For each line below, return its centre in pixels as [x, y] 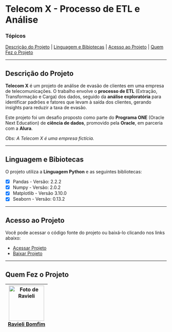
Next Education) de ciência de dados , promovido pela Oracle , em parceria [84, 123]
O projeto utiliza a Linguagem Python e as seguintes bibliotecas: [74, 172]
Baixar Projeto [27, 253]
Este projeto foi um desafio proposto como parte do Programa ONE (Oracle [85, 118]
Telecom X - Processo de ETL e [73, 9]
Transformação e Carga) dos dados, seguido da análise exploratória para [83, 97]
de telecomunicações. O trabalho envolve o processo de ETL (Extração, [81, 91]
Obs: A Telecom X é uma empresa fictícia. [50, 139]
